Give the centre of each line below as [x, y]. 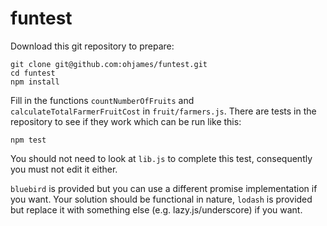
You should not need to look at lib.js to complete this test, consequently [161, 158]
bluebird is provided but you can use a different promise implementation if [164, 188]
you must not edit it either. [64, 169]
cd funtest [33, 73]
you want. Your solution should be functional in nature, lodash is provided [161, 199]
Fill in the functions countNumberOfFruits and [102, 100]
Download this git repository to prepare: [92, 46]
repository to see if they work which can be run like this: [126, 121]
